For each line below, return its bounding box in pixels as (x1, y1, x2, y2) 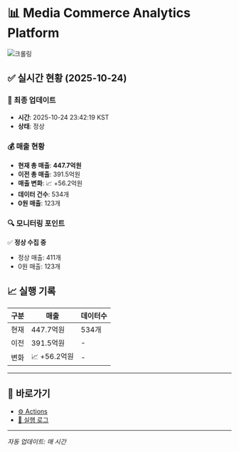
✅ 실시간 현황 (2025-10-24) (7, 72, 127, 85)
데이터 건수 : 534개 (17, 189, 70, 199)
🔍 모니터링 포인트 (7, 218, 65, 228)
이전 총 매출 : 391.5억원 (17, 169, 80, 178)
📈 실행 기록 (7, 285, 56, 297)
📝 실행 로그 (17, 415, 49, 424)
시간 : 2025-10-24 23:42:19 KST (17, 112, 110, 121)
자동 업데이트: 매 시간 (7, 437, 66, 446)
